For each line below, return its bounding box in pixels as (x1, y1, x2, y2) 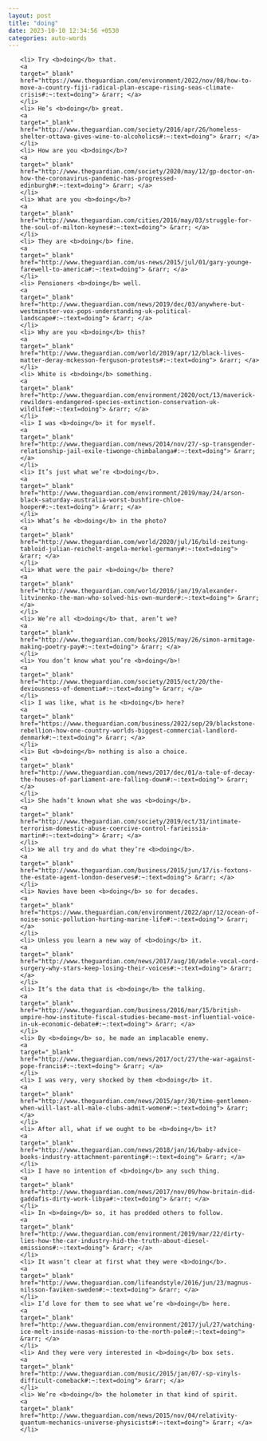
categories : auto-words (8, 34, 88, 42)
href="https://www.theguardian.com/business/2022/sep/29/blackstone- (19, 720, 257, 728)
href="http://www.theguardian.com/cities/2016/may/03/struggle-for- (19, 216, 253, 224)
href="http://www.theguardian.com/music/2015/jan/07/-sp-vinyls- (19, 1370, 241, 1378)
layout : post (8, 11, 52, 20)
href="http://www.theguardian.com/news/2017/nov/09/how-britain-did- (19, 1188, 257, 1197)
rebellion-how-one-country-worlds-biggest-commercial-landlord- (19, 727, 238, 735)
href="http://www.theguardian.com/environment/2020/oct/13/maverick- (19, 391, 257, 399)
